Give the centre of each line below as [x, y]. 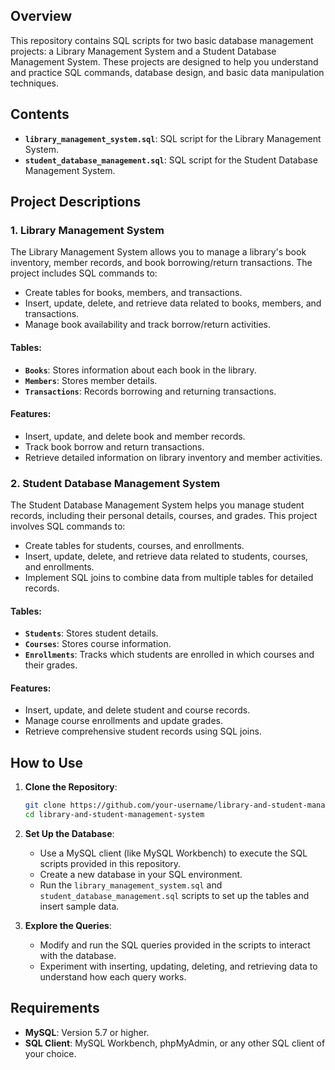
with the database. [78, 955]
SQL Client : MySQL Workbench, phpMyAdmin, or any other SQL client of [175, 1043]
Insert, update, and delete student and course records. [137, 710]
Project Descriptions [76, 202]
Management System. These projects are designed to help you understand [164, 61]
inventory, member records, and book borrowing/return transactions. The [161, 263]
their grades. [51, 665]
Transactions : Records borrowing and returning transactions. [150, 391]
